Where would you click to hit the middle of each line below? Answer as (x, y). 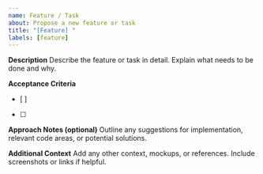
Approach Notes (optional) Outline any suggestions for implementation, (126, 130)
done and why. (32, 69)
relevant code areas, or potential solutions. (78, 138)
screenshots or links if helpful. (57, 162)
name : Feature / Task (44, 15)
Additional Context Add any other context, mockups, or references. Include (131, 153)
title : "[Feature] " (42, 30)
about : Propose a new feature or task (72, 23)
